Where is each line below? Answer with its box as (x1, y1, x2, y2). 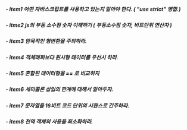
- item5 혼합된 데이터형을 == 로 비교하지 (5, 70, 99, 77)
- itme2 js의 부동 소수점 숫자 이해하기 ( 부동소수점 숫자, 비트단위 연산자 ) (5, 21, 172, 28)
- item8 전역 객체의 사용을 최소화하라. (5, 118, 93, 125)
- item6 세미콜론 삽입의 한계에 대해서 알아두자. (5, 86, 114, 93)
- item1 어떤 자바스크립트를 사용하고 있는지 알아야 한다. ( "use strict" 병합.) (5, 5, 181, 12)
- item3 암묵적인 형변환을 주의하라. (5, 37, 87, 45)
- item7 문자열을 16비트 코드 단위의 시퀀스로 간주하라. (5, 102, 130, 109)
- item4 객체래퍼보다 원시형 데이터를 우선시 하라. (5, 53, 119, 61)
